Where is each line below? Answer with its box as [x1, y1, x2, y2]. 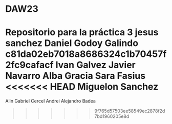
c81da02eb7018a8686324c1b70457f [5, 48, 167, 60]
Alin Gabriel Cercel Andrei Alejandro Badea [5, 98, 96, 104]
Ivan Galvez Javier [55, 59, 136, 71]
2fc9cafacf [5, 59, 54, 71]
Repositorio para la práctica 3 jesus [5, 27, 159, 38]
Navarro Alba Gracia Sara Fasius [5, 70, 146, 82]
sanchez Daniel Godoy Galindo [5, 37, 139, 49]
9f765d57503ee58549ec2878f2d [94, 108, 165, 114]
